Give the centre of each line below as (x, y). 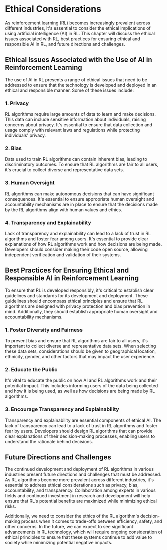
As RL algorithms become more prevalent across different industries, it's (80, 480)
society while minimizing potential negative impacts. (59, 543)
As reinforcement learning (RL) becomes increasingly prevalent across (78, 23)
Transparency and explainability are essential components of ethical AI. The (83, 420)
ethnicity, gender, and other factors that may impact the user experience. (80, 357)
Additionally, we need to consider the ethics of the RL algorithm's (72, 516)
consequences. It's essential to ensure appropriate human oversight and (80, 199)
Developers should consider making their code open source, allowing (77, 249)
